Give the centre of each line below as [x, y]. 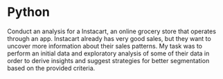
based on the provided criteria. [51, 68]
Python [28, 12]
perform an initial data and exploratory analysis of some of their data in [108, 53]
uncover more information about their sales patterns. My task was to [105, 46]
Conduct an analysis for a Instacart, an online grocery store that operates [112, 31]
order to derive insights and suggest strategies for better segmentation [108, 60]
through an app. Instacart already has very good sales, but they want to [109, 38]
